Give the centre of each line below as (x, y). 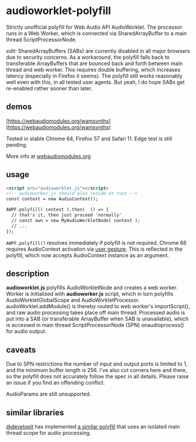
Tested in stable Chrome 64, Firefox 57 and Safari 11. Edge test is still (89, 139)
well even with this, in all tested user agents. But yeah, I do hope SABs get (95, 82)
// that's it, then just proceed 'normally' (67, 215)
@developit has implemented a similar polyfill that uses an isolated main (93, 426)
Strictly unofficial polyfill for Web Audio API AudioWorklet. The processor (94, 27)
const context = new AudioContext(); (52, 199)
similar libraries (35, 412)
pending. (17, 144)
